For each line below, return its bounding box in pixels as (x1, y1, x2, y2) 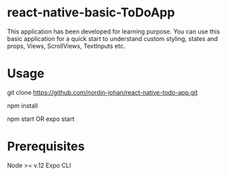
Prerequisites (7, 138, 85, 154)
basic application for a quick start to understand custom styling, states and (7, 34, 218, 42)
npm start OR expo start (7, 115, 75, 123)
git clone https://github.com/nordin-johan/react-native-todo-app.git (7, 88, 198, 96)
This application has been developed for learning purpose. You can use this (7, 27, 220, 35)
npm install (7, 101, 38, 110)
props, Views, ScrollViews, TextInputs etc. (7, 42, 126, 50)
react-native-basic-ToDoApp (7, 5, 176, 20)
